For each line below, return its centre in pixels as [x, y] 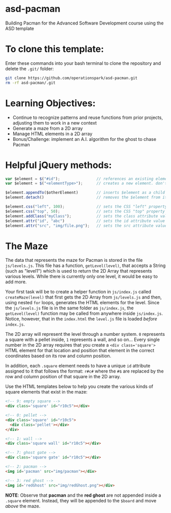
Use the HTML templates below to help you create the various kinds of [79, 386]
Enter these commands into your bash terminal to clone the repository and [83, 63]
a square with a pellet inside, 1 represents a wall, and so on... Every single [83, 339]
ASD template [20, 28]
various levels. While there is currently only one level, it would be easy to [81, 277]
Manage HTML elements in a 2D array [52, 134]
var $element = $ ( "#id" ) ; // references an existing [79, 179]
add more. [16, 282]
